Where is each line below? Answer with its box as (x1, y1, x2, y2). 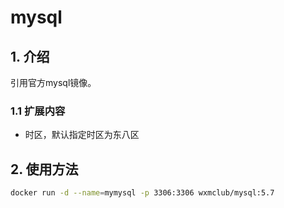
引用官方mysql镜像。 (10, 77, 97, 88)
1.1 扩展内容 (10, 104, 66, 118)
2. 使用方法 (10, 161, 79, 178)
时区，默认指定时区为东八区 (24, 129, 140, 141)
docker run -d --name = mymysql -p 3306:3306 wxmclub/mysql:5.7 (10, 188, 275, 198)
